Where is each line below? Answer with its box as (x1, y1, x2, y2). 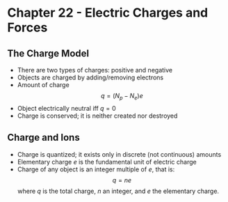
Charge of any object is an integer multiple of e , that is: (17, 165, 175, 173)
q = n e (112, 176, 132, 184)
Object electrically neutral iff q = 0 (17, 104, 116, 112)
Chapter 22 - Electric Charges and (7, 5, 209, 21)
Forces (7, 20, 48, 36)
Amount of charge (17, 81, 70, 88)
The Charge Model (7, 47, 90, 59)
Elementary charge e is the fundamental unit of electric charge (17, 157, 197, 166)
